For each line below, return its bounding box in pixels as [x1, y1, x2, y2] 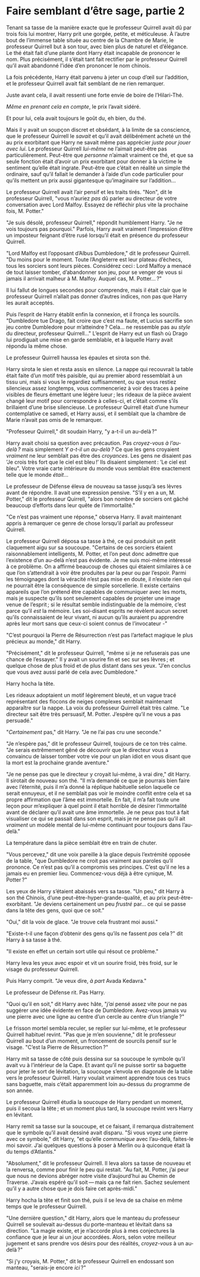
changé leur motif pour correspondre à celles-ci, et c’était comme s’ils [6, 397, 179, 404]
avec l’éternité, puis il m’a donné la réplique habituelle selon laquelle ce [6, 783, 180, 790]
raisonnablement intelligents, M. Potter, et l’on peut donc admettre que [6, 550, 179, 557]
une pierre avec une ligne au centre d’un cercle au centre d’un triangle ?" [6, 1013, 185, 1020]
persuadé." [6, 717, 33, 724]
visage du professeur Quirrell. [6, 966, 79, 973]
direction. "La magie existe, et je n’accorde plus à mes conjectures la [6, 1227, 175, 1234]
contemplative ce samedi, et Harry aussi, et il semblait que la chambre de [6, 410, 186, 417]
